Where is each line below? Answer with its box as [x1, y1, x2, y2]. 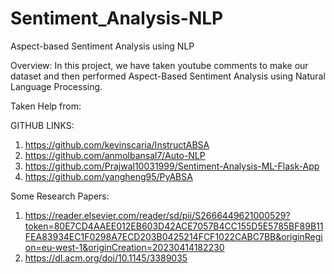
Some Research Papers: [10, 190, 110, 202]
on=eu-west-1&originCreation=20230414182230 [24, 241, 225, 253]
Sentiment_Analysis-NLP [10, 7, 224, 30]
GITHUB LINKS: [10, 119, 75, 131]
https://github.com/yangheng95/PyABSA [24, 170, 193, 182]
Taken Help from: [10, 100, 82, 112]
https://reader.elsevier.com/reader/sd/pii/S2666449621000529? [24, 209, 291, 221]
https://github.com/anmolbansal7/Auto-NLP [24, 149, 206, 161]
